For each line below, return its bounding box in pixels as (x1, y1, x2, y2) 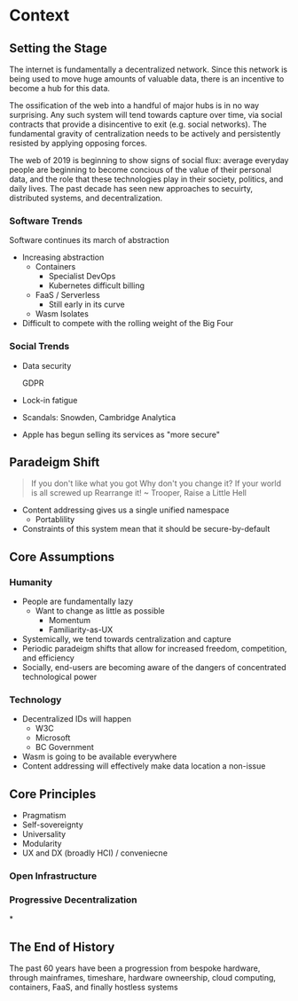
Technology (9, 693, 62, 706)
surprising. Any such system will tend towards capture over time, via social (9, 110, 283, 120)
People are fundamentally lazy (21, 596, 134, 607)
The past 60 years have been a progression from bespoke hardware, (9, 963, 261, 974)
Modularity (21, 839, 62, 849)
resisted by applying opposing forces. (9, 138, 148, 148)
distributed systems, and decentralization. (9, 192, 163, 203)
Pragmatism (21, 810, 67, 821)
